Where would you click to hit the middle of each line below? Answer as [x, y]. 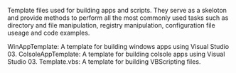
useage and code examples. [49, 33]
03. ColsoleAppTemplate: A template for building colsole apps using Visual [116, 54]
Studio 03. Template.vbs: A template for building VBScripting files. [104, 62]
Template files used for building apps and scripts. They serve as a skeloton [117, 10]
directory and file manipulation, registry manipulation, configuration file [111, 25]
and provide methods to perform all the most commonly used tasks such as [118, 18]
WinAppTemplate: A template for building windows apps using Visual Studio [118, 46]
